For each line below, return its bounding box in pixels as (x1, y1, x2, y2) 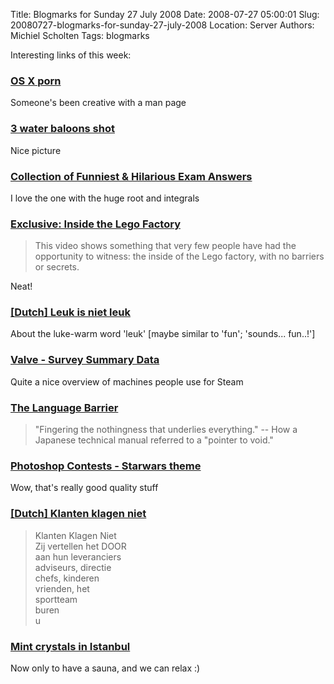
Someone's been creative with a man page (10, 97, 187, 109)
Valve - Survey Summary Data (10, 353, 160, 367)
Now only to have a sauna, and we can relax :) (10, 662, 201, 674)
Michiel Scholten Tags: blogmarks (10, 30, 150, 41)
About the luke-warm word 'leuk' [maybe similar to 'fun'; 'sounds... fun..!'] (10, 328, 316, 340)
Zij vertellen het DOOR (34, 540, 127, 552)
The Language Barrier (10, 400, 119, 414)
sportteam (34, 593, 78, 605)
